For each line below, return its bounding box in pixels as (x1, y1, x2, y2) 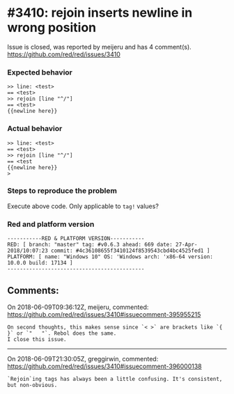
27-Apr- (175, 242, 198, 249)
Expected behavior (7, 68, 73, 77)
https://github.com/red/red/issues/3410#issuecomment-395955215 (7, 310, 201, 318)
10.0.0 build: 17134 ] (7, 260, 73, 267)
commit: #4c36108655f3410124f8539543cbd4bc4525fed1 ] (51, 247, 210, 255)
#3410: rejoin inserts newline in (7, 5, 193, 21)
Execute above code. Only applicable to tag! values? (7, 202, 159, 210)
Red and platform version (7, 219, 95, 229)
